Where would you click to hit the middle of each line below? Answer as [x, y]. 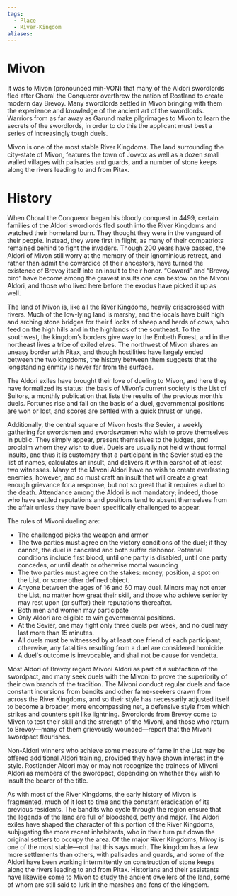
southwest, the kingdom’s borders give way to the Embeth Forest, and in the [118, 337]
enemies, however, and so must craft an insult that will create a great [108, 477]
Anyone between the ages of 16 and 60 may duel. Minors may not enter [122, 588]
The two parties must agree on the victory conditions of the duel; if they [122, 543]
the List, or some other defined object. [73, 580]
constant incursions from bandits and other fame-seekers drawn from [109, 692]
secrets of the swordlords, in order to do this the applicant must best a [110, 126]
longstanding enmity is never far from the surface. [81, 367]
